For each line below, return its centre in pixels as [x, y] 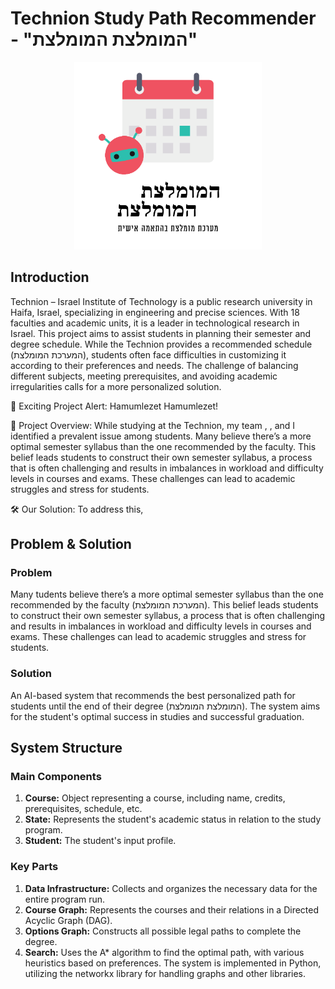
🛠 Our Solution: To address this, [77, 509]
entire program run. [65, 899]
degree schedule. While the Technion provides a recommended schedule [161, 344]
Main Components [56, 777]
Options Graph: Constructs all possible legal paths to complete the [163, 931]
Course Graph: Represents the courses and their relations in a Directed [172, 909]
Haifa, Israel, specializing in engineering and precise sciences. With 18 [155, 312]
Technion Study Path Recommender [163, 18]
